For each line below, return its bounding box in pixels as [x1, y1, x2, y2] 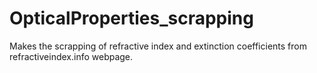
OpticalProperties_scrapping [9, 7, 254, 30]
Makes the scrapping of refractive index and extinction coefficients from [9, 40, 307, 52]
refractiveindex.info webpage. [9, 50, 134, 62]
